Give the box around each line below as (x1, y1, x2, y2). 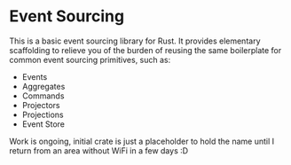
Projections (21, 109, 64, 120)
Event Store (21, 118, 65, 130)
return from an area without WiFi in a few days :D (9, 145, 189, 156)
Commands (21, 90, 65, 101)
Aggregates (21, 81, 66, 91)
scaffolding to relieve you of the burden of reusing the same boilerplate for (9, 44, 282, 55)
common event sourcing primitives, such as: (9, 54, 171, 65)
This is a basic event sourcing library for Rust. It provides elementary (9, 35, 261, 46)
